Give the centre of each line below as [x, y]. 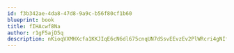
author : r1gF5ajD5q [36, 33]
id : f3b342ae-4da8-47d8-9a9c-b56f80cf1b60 [70, 13]
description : [26, 39]
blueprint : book [31, 20]
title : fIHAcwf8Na [34, 26]
